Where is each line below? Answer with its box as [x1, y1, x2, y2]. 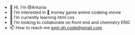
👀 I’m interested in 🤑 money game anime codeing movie [9, 9, 121, 15]
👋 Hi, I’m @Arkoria [9, 5, 47, 10]
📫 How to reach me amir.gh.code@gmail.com [9, 25, 102, 30]
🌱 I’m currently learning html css [9, 15, 75, 20]
